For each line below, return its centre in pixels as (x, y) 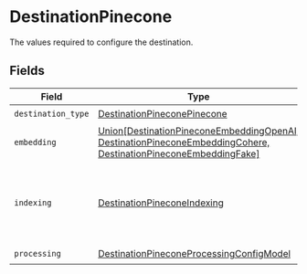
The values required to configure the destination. (101, 42)
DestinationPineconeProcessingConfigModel (194, 254)
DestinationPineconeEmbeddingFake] (179, 153)
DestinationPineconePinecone (162, 114)
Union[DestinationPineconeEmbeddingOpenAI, (198, 131)
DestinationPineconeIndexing (160, 203)
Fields (27, 71)
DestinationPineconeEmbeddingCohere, (184, 142)
